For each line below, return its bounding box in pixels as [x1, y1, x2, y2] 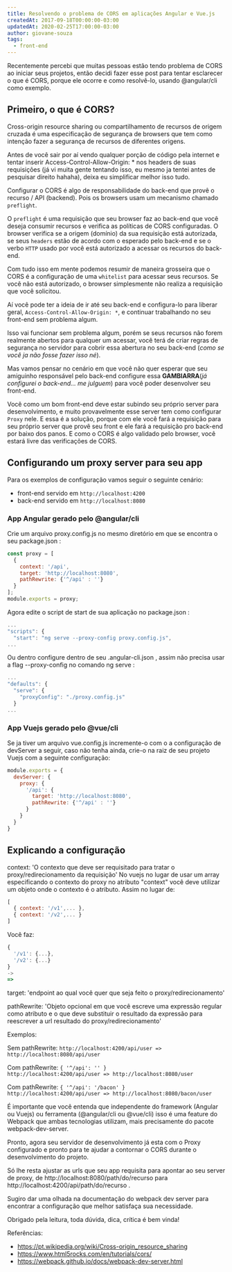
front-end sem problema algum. [7, 315, 98, 323]
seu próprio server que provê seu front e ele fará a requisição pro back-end [7, 422, 224, 430]
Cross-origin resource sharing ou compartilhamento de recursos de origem [7, 122, 222, 131]
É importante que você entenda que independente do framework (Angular [7, 1102, 218, 1111]
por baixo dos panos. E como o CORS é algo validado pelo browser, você [7, 429, 216, 438]
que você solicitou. [7, 286, 62, 295]
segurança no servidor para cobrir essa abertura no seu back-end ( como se [7, 343, 225, 352]
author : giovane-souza [7, 29, 73, 37]
